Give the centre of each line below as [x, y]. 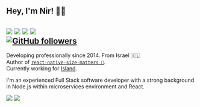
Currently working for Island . [42, 69]
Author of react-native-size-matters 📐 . [56, 62]
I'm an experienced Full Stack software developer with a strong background [100, 80]
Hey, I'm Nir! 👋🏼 [36, 11]
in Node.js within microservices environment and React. [75, 87]
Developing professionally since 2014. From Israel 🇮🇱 [73, 55]
